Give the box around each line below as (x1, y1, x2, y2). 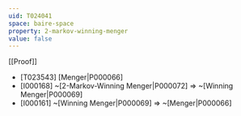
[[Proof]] (8, 57, 38, 67)
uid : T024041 (8, 11, 53, 20)
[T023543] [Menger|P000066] (19, 72, 124, 82)
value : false (8, 34, 53, 43)
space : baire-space (8, 19, 74, 28)
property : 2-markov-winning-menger (8, 27, 129, 35)
